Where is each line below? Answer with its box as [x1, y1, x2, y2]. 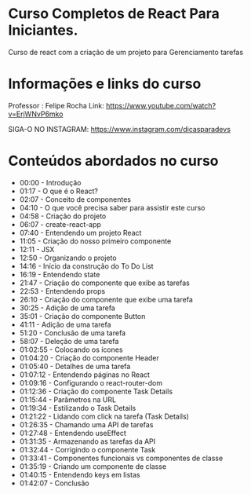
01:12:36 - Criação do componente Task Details [19, 386, 173, 396]
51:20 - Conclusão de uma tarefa [19, 328, 126, 338]
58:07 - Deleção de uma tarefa [19, 336, 119, 346]
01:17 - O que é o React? [19, 186, 99, 196]
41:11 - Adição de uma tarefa [19, 320, 111, 329]
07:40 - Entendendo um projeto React [19, 228, 142, 237]
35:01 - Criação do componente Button [19, 311, 146, 320]
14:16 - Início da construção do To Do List [19, 261, 155, 271]
